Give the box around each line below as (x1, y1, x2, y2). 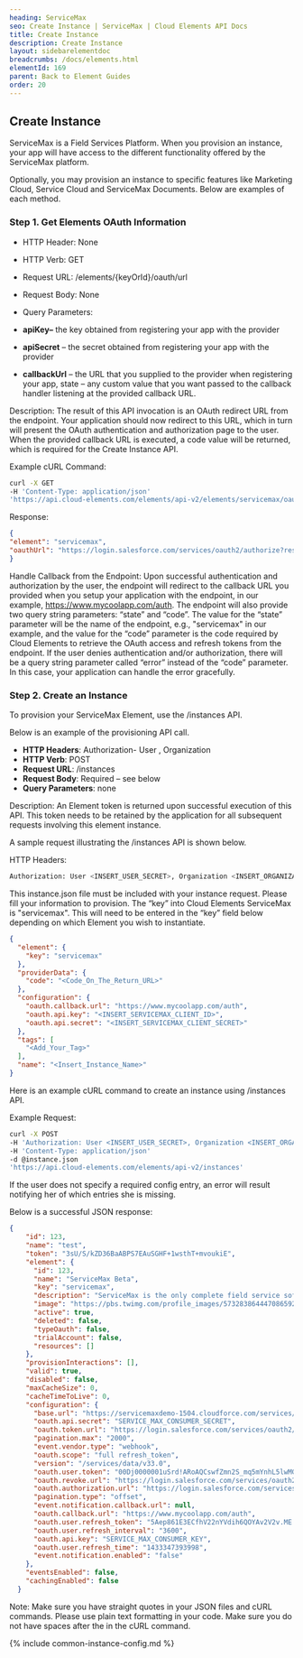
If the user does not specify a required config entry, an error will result (9, 1180, 271, 1190)
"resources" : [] (32, 1341, 95, 1350)
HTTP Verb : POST (22, 755, 91, 765)
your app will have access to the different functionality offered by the (9, 147, 266, 158)
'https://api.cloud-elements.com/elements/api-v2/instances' (9, 1163, 244, 1172)
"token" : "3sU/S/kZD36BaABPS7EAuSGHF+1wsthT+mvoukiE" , (25, 1249, 236, 1258)
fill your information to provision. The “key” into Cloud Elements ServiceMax (9, 898, 291, 909)
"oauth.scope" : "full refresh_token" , (32, 1450, 179, 1459)
